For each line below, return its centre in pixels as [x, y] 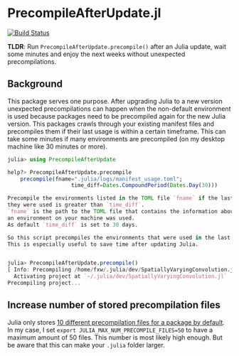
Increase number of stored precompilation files [114, 305]
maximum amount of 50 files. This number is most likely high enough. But [115, 337]
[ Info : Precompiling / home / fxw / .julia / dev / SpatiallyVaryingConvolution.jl [122, 270]
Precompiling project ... [44, 283]
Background [35, 84]
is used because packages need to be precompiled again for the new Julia [117, 116]
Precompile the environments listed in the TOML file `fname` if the [113, 198]
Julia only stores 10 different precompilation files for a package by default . [116, 322]
